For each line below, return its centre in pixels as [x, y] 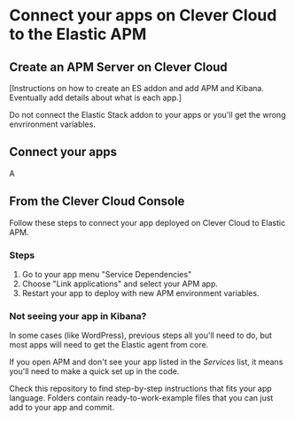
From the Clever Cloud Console [97, 202]
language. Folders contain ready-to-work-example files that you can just [141, 398]
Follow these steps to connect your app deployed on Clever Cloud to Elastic [147, 222]
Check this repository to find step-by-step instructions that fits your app [140, 389]
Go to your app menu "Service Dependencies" [107, 274]
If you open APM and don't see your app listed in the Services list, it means [146, 362]
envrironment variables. [52, 124]
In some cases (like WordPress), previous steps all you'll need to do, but [141, 335]
